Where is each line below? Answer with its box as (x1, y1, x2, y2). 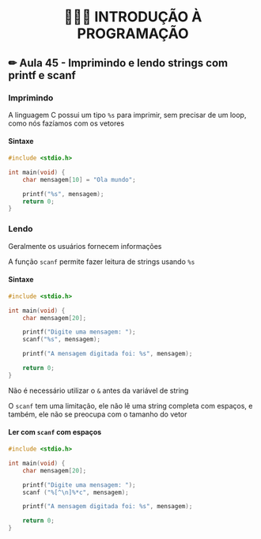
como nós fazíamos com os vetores (8, 119, 125, 128)
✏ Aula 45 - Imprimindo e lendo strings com (8, 56, 228, 70)
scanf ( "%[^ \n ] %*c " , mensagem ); (22, 488, 129, 496)
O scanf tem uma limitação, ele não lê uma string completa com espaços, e (8, 401, 253, 410)
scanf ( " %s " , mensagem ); (22, 336, 101, 344)
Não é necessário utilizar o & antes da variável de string (8, 386, 189, 395)
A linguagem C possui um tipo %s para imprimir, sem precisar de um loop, (8, 110, 247, 119)
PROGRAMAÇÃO (77, 24, 189, 43)
